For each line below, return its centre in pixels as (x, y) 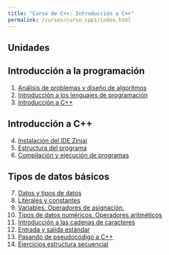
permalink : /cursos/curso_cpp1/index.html (69, 20)
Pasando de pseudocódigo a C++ (65, 237)
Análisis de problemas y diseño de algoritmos (82, 87)
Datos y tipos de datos (49, 193)
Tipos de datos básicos (58, 176)
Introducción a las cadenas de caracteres (77, 222)
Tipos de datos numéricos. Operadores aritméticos (90, 215)
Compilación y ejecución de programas (73, 155)
